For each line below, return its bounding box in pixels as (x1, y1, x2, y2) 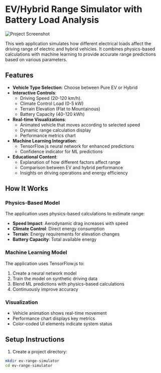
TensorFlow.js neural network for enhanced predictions (20, 143, 134, 149)
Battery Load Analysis (5, 14, 99, 26)
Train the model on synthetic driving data (12, 275, 98, 282)
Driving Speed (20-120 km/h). (20, 95, 82, 101)
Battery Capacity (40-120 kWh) (20, 111, 85, 117)
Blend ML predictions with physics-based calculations (12, 281, 124, 287)
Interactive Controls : (12, 89, 57, 96)
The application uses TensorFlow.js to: (5, 260, 85, 267)
